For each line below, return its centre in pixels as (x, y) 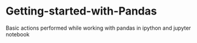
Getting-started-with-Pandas (81, 11)
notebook (18, 34)
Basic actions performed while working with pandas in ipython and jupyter (98, 28)
